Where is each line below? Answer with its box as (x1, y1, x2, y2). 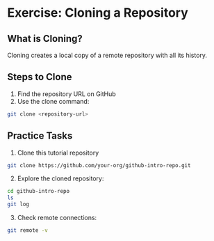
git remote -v (7, 227, 49, 234)
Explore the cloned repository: (17, 174, 104, 182)
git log (7, 201, 30, 208)
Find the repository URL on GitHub (17, 89, 116, 98)
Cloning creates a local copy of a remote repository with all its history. (7, 51, 207, 59)
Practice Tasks (7, 130, 73, 142)
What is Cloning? (7, 33, 83, 45)
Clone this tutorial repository (17, 148, 99, 157)
